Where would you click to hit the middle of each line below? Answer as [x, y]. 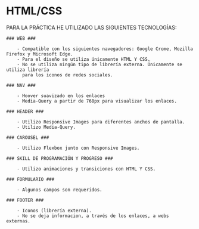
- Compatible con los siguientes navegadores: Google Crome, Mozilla [105, 49]
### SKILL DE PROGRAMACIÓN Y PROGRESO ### [60, 158]
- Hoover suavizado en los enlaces [61, 96]
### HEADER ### [25, 112]
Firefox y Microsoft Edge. [40, 54]
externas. [18, 221]
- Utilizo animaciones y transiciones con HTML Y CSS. [86, 169]
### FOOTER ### [25, 200]
